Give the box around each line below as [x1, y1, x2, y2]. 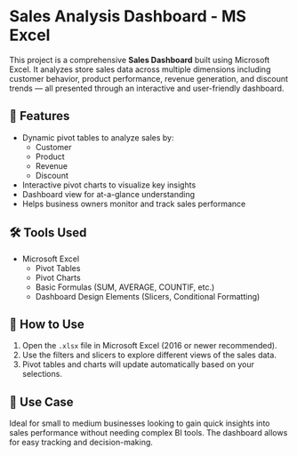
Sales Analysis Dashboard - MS [9, 6, 247, 27]
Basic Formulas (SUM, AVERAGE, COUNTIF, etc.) [35, 282, 215, 292]
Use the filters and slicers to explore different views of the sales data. [21, 349, 277, 361]
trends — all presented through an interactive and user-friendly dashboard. [9, 83, 285, 93]
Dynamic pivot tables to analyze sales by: [21, 132, 174, 143]
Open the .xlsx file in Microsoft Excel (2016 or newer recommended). [21, 340, 277, 351]
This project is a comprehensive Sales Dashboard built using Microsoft [9, 54, 270, 65]
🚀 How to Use [9, 316, 84, 332]
